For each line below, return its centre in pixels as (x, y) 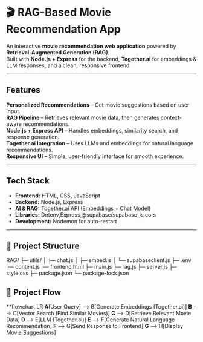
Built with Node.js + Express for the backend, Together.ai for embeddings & (101, 59)
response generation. (33, 137)
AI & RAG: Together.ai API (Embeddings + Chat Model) (83, 208)
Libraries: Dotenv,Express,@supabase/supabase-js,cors (85, 215)
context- (171, 117)
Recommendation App (63, 29)
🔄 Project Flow (34, 292)
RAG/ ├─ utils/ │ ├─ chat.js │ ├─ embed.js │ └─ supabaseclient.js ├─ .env (99, 260)
